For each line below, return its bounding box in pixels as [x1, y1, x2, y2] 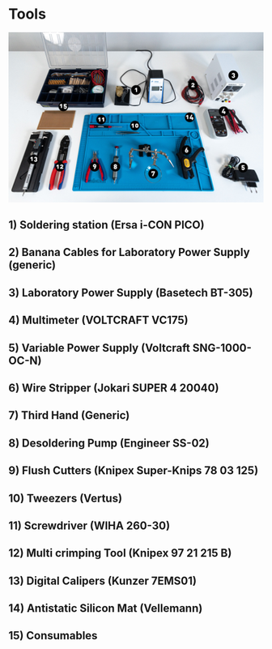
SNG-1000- [192, 341, 253, 355]
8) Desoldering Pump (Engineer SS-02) [8, 436, 210, 450]
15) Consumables [8, 629, 98, 643]
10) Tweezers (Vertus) [8, 491, 123, 505]
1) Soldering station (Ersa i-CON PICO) [8, 218, 205, 232]
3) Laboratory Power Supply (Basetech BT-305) [8, 285, 253, 300]
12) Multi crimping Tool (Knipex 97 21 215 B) [8, 546, 232, 560]
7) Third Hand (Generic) [8, 408, 130, 422]
